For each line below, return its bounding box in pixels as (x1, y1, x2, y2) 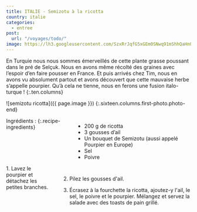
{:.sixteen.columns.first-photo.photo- (95, 100, 186, 107)
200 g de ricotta (84, 122, 123, 129)
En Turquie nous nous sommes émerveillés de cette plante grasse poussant (6, 57, 189, 64)
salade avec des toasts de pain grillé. (69, 199, 159, 206)
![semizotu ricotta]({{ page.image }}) (6, 100, 95, 107)
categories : (6, 19, 35, 25)
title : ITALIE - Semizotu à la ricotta (6, 8, 104, 15)
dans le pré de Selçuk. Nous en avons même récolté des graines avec (6, 63, 175, 70)
